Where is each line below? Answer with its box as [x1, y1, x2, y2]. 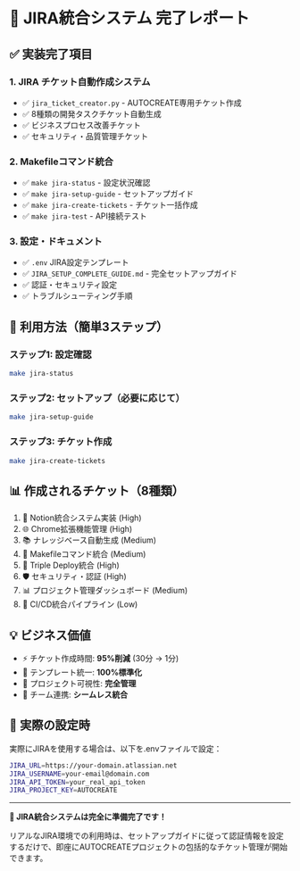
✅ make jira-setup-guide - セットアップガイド [21, 188, 195, 199]
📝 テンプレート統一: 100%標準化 [21, 667, 143, 677]
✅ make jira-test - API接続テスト [21, 211, 147, 221]
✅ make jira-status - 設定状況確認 [21, 178, 151, 188]
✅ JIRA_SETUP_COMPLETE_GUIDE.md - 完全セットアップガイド [21, 269, 238, 279]
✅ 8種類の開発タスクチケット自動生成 [21, 108, 162, 119]
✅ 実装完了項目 [9, 46, 93, 62]
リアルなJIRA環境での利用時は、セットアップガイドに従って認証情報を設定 [9, 831, 284, 842]
